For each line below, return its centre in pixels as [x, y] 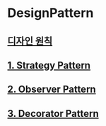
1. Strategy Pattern [49, 65]
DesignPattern [51, 13]
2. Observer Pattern [52, 90]
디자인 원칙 [30, 41]
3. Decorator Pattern [53, 114]
